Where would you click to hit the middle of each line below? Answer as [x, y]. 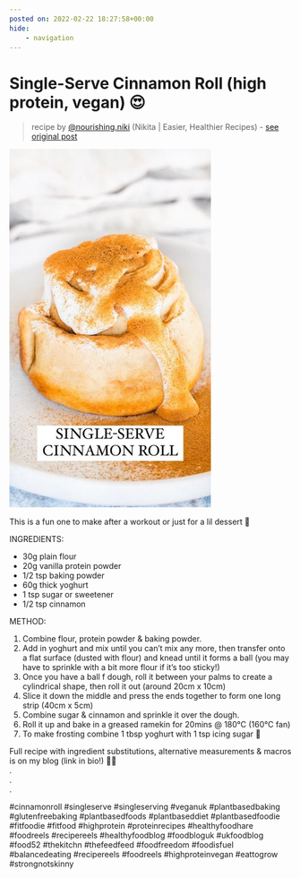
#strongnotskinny [42, 864]
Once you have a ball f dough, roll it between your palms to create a [147, 677]
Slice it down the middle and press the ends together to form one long [151, 696]
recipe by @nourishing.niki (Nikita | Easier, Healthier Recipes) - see [155, 127]
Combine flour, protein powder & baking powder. [112, 639]
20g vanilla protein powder [72, 566]
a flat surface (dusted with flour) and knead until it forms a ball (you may [155, 658]
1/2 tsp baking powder [63, 576]
